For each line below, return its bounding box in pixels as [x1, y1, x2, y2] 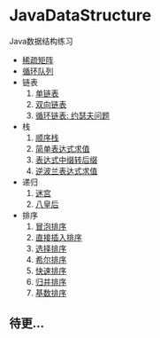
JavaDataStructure [9, 5, 152, 26]
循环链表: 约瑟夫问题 [34, 110, 110, 121]
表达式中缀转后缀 [34, 154, 98, 165]
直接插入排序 [34, 232, 82, 242]
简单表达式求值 [34, 143, 90, 153]
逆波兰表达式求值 [34, 165, 98, 176]
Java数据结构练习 [9, 35, 73, 46]
